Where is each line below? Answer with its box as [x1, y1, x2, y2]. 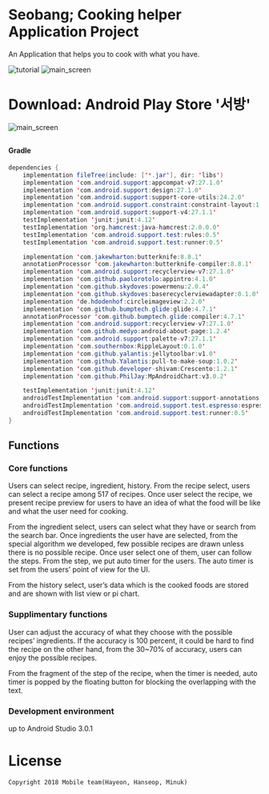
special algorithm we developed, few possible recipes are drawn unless [8, 540, 244, 549]
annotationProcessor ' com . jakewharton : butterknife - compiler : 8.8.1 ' [22, 260, 252, 268]
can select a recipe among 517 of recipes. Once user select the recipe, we [8, 490, 253, 499]
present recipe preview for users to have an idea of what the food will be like [8, 498, 261, 507]
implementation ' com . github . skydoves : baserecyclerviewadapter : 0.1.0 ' [22, 290, 260, 298]
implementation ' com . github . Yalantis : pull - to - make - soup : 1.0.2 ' [22, 357, 239, 365]
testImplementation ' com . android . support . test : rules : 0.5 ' [22, 230, 220, 238]
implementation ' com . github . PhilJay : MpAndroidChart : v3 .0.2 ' [22, 372, 227, 381]
